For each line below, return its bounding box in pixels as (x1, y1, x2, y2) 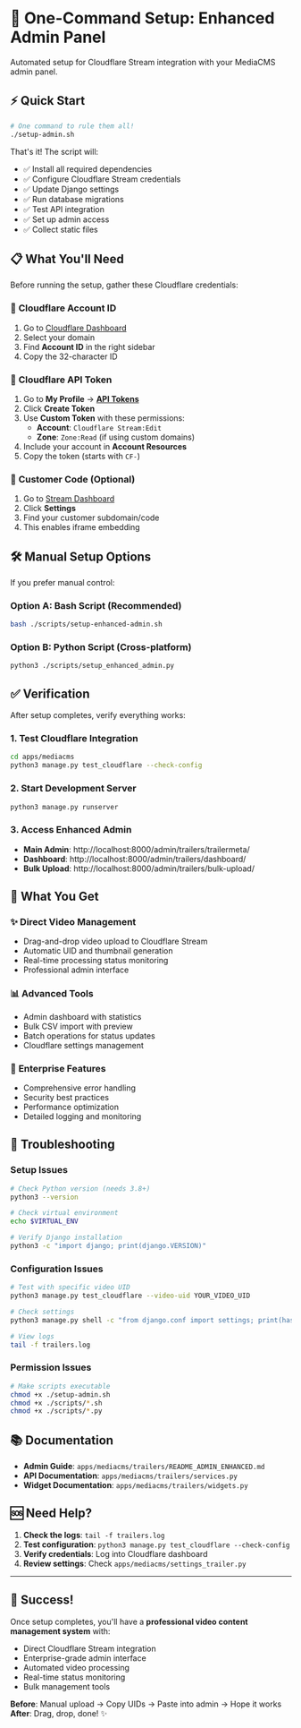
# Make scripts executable (10, 1382, 111, 1390)
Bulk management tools (22, 1681, 111, 1691)
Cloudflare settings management (22, 1039, 144, 1050)
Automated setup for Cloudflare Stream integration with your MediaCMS (10, 56, 276, 67)
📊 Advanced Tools (10, 988, 94, 1000)
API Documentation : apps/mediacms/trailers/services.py (22, 1470, 238, 1481)
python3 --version (10, 1193, 79, 1202)
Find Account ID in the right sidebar (22, 341, 155, 352)
